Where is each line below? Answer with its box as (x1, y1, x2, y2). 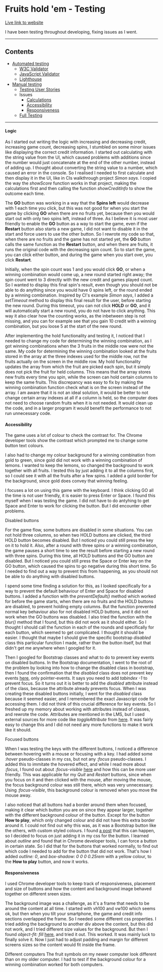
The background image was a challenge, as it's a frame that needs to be (5, 900, 149, 906)
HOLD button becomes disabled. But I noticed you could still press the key (5, 537, 154, 543)
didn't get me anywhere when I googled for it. (5, 645, 97, 651)
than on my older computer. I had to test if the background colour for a (5, 956, 146, 962)
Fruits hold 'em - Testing (5, 3, 106, 15)
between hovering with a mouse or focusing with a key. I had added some (5, 751, 153, 757)
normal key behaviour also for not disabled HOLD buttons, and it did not (5, 609, 149, 615)
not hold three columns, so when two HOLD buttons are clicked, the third (5, 532, 151, 538)
